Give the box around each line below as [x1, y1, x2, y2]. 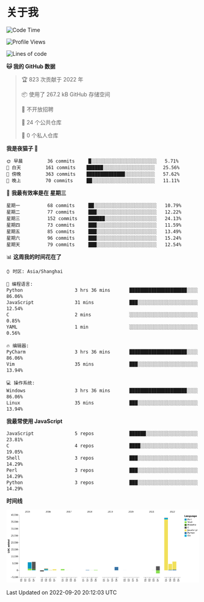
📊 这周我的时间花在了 [6, 253, 62, 261]
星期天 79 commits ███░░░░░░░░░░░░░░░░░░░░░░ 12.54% [6, 242, 182, 248]
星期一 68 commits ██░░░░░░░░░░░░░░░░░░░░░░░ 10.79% [6, 202, 182, 208]
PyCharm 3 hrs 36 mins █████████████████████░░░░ [6, 349, 199, 355]
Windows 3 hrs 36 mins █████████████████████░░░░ [6, 387, 199, 394]
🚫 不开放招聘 [21, 105, 54, 113]
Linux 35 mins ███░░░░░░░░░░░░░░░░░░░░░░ [6, 400, 199, 406]
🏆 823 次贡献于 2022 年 [21, 75, 84, 83]
